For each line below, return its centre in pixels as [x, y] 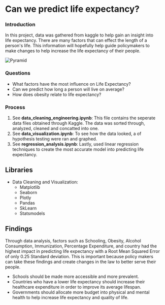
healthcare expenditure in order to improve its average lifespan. [77, 287]
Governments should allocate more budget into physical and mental [81, 292]
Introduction [20, 25]
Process [15, 107]
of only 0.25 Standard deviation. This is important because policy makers [79, 256]
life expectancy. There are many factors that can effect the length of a [76, 40]
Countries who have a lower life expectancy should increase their [79, 281]
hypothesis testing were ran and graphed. [55, 139]
